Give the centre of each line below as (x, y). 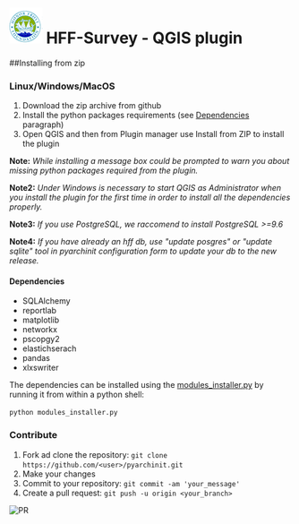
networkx (40, 330)
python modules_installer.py (64, 413)
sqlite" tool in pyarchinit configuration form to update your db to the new (143, 251)
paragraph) (43, 125)
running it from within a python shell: (77, 395)
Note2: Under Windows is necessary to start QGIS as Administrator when (145, 188)
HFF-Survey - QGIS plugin (145, 38)
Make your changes (59, 474)
